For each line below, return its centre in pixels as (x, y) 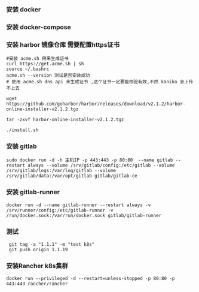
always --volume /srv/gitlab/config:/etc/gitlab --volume (101, 165)
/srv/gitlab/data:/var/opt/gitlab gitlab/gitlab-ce (72, 176)
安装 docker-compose (39, 27)
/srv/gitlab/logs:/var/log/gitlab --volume (61, 171)
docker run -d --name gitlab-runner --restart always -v (79, 205)
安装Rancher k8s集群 (37, 266)
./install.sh (22, 130)
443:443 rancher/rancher (37, 284)
